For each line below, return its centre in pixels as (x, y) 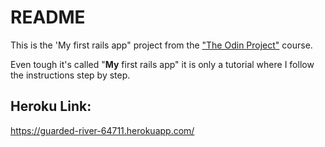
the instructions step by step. (70, 75)
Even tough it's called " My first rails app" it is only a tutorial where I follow (162, 64)
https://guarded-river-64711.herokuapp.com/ (102, 130)
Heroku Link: (51, 106)
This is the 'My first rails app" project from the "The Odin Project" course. (161, 45)
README (48, 17)
